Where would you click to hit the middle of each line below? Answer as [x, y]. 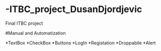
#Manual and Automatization [36, 33]
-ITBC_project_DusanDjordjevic [74, 9]
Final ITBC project [24, 23]
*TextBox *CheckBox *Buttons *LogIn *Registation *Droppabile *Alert [80, 43]
